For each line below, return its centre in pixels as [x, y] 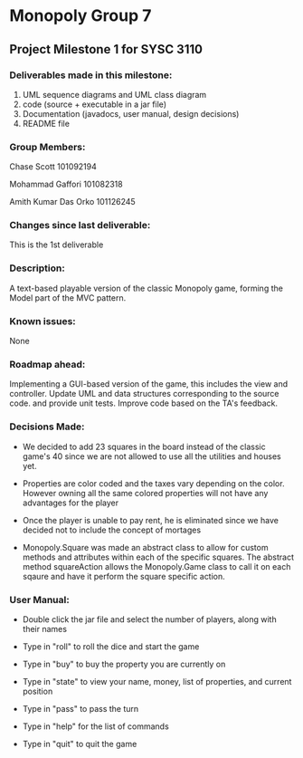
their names [45, 628]
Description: [37, 268]
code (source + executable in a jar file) [95, 104]
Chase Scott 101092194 [53, 167]
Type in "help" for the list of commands [95, 726]
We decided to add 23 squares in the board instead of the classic [144, 446]
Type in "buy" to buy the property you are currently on [124, 664]
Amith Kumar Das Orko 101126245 [72, 202]
